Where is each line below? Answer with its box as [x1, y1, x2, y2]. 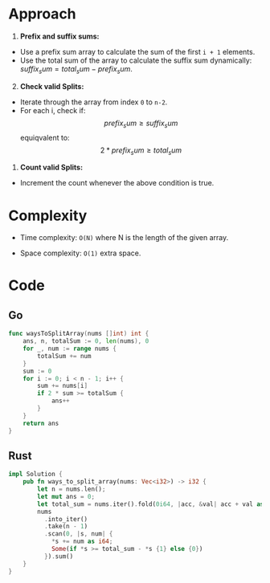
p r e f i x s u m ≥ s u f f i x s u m [104, 118, 178, 129]
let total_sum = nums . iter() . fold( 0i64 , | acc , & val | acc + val [37, 499, 253, 508]
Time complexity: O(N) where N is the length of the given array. [19, 233, 229, 243]
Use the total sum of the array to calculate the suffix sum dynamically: [19, 55, 252, 65]
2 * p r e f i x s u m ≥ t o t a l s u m [100, 145, 182, 157]
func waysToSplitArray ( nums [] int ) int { [8, 330, 149, 338]
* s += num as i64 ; [51, 537, 113, 546]
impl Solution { [8, 471, 63, 479]
